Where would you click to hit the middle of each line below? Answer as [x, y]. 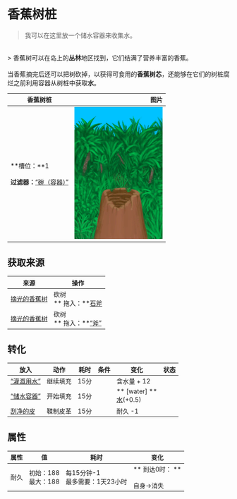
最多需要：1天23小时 [97, 482]
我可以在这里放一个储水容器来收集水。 [80, 35]
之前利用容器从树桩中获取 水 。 [56, 82]
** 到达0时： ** [157, 469]
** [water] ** [136, 391]
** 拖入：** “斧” [78, 323]
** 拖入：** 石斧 [78, 303]
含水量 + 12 [133, 381]
